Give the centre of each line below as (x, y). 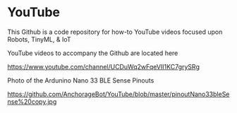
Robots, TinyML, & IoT (39, 39)
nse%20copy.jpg (32, 101)
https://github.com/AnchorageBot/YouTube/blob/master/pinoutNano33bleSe (119, 94)
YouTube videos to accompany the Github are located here (93, 53)
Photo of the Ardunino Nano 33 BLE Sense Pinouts (81, 80)
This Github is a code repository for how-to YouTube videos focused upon (115, 32)
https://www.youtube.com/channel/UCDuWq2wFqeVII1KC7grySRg (103, 66)
